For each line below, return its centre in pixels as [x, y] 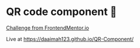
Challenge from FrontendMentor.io [48, 28]
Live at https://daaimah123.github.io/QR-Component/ [70, 39]
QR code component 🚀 [62, 12]
